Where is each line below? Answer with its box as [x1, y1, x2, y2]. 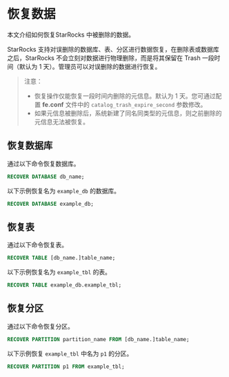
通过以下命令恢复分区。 [7, 322, 74, 330]
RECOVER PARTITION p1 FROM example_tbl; [7, 363, 126, 370]
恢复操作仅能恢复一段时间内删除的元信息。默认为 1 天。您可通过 [34, 91, 216, 100]
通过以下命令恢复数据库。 [7, 159, 80, 168]
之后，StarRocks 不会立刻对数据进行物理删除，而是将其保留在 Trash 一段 [7, 53, 215, 62]
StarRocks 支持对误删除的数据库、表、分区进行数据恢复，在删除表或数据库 [7, 45, 219, 53]
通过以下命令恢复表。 [7, 241, 68, 249]
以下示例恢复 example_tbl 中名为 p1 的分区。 [7, 349, 133, 358]
